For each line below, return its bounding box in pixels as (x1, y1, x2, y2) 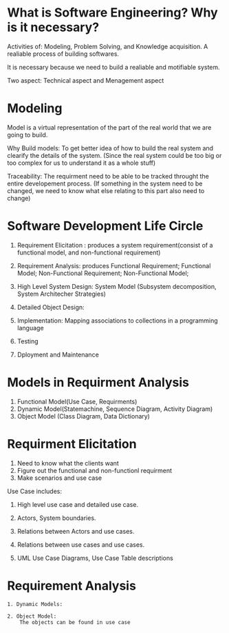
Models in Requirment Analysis (7, 374, 189, 390)
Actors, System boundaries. (17, 514, 96, 522)
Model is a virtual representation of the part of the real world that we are (7, 123, 212, 132)
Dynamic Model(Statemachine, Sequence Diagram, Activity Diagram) (17, 405, 213, 413)
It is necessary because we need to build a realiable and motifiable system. (7, 63, 220, 71)
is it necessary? (7, 19, 100, 35)
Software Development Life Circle (7, 219, 204, 234)
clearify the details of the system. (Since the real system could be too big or (7, 151, 222, 159)
